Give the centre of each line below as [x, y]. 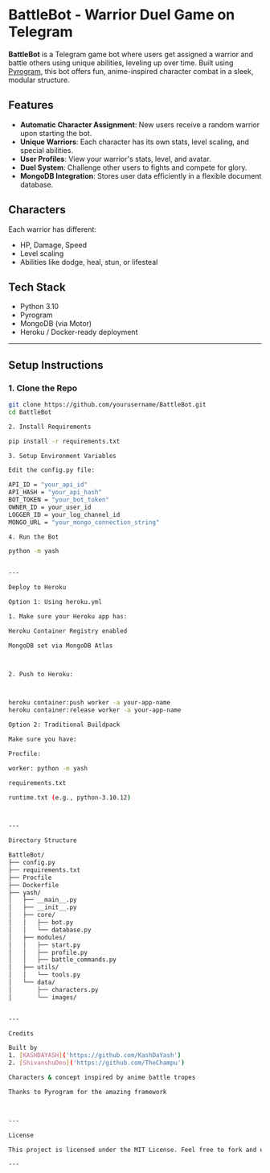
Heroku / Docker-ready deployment [79, 332]
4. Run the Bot [34, 537]
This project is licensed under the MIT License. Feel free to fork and [133, 1150]
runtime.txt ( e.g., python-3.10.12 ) [70, 797]
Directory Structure [43, 841]
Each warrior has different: [52, 229]
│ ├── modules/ [37, 937]
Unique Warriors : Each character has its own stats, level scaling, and [134, 142]
